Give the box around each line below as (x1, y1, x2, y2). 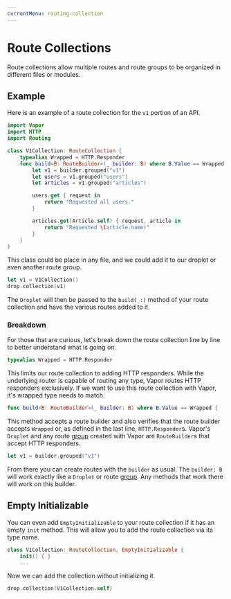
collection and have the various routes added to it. (7, 303, 150, 311)
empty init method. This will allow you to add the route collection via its (7, 526, 213, 534)
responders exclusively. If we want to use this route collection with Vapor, (7, 384, 216, 392)
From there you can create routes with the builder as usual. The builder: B (7, 465, 223, 473)
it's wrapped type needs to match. (7, 391, 105, 400)
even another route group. (7, 263, 82, 271)
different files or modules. (7, 70, 81, 78)
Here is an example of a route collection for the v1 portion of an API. (7, 109, 201, 117)
